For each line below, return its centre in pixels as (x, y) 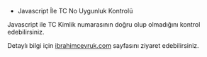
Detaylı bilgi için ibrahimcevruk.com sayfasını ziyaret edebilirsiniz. (103, 45)
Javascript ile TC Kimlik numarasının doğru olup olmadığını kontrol (104, 24)
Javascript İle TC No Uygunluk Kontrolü (75, 11)
